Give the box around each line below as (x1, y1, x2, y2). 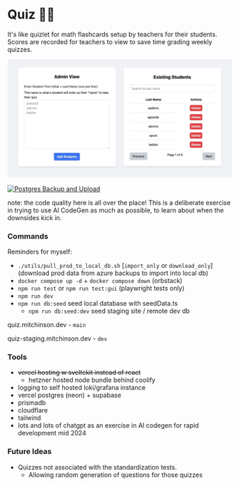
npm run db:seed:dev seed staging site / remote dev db (28, 306, 190, 316)
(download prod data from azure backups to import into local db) (17, 269, 209, 277)
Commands (7, 231, 49, 241)
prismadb (17, 398, 46, 407)
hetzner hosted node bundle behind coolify (28, 376, 156, 384)
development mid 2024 (17, 429, 87, 438)
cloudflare (17, 406, 49, 415)
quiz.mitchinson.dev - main (7, 321, 86, 329)
